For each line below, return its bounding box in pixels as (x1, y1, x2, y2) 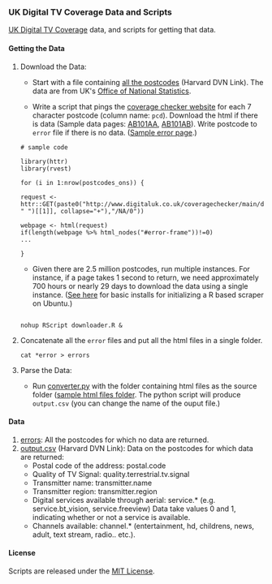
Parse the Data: (19, 365, 72, 375)
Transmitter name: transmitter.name (32, 478, 153, 487)
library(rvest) (19, 165, 72, 173)
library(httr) (19, 157, 68, 165)
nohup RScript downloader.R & (19, 321, 123, 329)
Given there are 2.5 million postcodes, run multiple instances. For (32, 264, 250, 273)
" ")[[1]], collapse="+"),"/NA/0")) (19, 207, 145, 215)
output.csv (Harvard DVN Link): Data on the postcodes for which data (19, 443, 253, 453)
